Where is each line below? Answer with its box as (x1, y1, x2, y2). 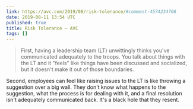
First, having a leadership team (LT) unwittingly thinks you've (20, 47, 170, 54)
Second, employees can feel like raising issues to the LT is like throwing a (6, 78, 186, 85)
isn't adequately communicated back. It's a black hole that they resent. (6, 96, 180, 104)
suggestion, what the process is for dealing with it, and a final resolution (6, 90, 182, 97)
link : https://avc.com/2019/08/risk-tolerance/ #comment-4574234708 (6, 8, 177, 15)
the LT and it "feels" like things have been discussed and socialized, (20, 60, 187, 67)
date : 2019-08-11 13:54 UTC (6, 14, 76, 20)
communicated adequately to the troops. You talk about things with (20, 53, 185, 60)
